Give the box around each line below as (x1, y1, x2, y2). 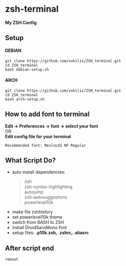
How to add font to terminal (5, 110, 90, 119)
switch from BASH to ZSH (12, 219, 64, 225)
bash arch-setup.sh (5, 97, 45, 101)
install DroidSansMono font (12, 224, 67, 231)
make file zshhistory (12, 209, 53, 215)
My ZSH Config (5, 20, 37, 25)
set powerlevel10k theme (12, 214, 63, 220)
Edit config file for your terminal (5, 133, 71, 139)
